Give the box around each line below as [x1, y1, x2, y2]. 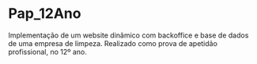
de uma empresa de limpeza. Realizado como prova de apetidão [8, 38, 217, 48]
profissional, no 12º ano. [8, 47, 87, 56]
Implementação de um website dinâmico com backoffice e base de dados [8, 30, 249, 40]
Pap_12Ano [8, 5, 81, 23]
